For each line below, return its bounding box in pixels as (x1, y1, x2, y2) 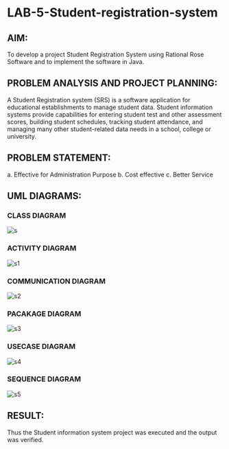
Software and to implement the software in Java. (7, 58, 145, 66)
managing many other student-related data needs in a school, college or (7, 125, 211, 133)
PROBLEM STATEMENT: (7, 152, 111, 164)
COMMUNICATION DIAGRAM (7, 276, 106, 286)
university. (7, 132, 36, 140)
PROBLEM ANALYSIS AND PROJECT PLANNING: (7, 78, 218, 89)
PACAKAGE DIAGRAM (7, 309, 82, 319)
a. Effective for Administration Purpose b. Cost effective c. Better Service (7, 170, 214, 179)
